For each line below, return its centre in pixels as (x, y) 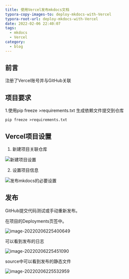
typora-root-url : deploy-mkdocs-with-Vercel (52, 19)
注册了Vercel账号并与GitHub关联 (38, 81)
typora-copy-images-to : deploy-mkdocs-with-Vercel (58, 14)
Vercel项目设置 (28, 136)
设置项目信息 (25, 170)
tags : (11, 28)
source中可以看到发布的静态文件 (38, 261)
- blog (16, 46)
